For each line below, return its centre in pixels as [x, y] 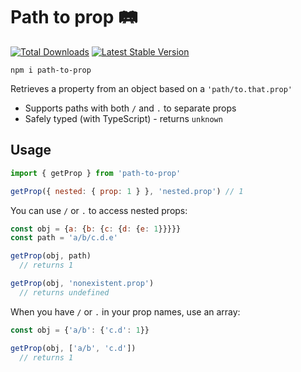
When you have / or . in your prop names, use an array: [125, 311]
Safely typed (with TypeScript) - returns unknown [123, 118]
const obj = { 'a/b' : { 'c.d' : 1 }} [80, 330]
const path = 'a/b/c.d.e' [64, 238]
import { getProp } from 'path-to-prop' [96, 173]
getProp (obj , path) [51, 256]
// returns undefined [64, 292]
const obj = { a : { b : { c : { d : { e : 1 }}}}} [96, 229]
